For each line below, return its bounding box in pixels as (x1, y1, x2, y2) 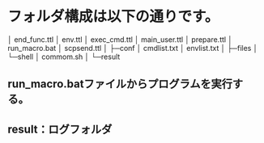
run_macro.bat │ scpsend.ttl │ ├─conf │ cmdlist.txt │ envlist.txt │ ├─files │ (7, 43, 258, 53)
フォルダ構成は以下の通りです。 (7, 7, 219, 26)
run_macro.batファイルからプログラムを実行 (7, 78, 232, 91)
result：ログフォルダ (7, 122, 113, 136)
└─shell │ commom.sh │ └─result (7, 52, 121, 61)
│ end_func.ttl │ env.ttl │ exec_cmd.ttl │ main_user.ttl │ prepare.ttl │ (7, 34, 232, 44)
